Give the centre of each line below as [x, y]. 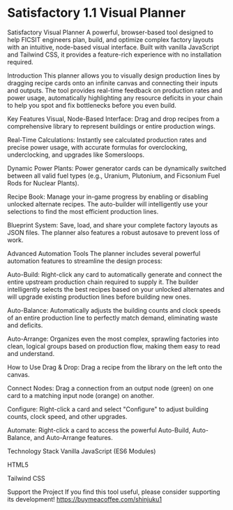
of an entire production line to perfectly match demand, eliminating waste [113, 318]
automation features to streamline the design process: [85, 261]
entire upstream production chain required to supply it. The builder [103, 282]
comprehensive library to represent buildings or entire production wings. [111, 126]
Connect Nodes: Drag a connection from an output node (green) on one [111, 388]
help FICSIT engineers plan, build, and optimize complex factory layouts [111, 39]
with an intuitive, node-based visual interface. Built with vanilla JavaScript [113, 47]
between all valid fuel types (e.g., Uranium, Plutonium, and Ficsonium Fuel [114, 176]
